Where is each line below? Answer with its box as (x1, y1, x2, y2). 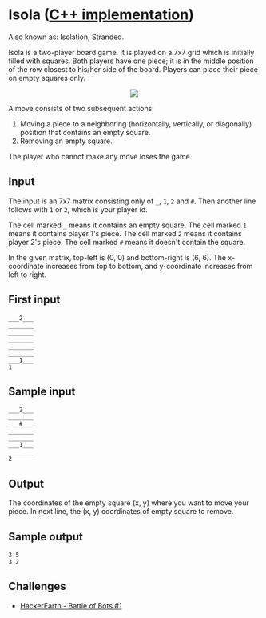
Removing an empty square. (19, 136, 113, 146)
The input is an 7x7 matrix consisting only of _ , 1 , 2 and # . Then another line (8, 196, 256, 206)
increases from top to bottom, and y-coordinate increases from (45, 261, 253, 271)
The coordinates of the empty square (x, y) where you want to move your (8, 498, 250, 508)
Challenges (8, 580, 66, 593)
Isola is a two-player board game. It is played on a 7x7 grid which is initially (8, 47, 255, 57)
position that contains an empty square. (19, 127, 151, 137)
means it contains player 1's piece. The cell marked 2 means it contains (8, 228, 242, 238)
